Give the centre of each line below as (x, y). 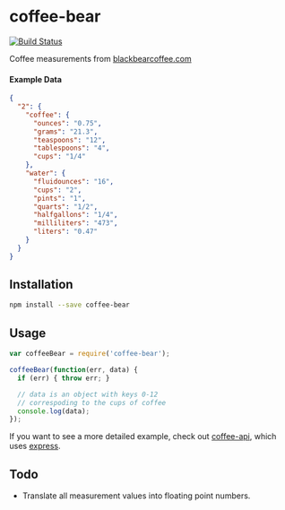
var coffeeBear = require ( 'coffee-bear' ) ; (90, 354)
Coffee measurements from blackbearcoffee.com (100, 58)
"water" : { (46, 173)
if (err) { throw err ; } (64, 378)
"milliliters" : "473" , (75, 223)
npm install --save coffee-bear (69, 305)
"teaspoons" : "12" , (69, 140)
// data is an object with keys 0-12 (88, 394)
